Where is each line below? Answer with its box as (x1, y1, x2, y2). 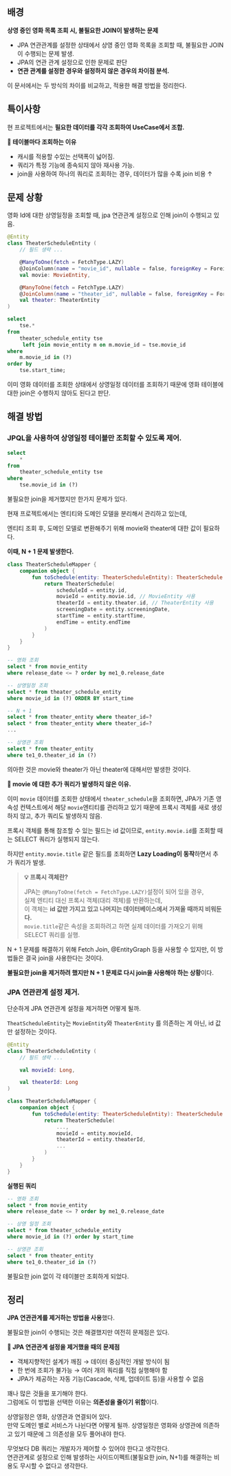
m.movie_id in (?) (19, 354, 72, 361)
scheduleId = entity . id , (56, 586, 128, 594)
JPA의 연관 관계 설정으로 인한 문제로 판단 (16, 58, 128, 66)
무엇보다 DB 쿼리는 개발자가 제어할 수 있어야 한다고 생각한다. (7, 1444, 170, 1453)
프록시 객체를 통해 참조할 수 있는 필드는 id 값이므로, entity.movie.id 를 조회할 (7, 826, 216, 834)
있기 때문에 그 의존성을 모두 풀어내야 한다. (14, 1430, 126, 1438)
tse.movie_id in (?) (19, 482, 78, 489)
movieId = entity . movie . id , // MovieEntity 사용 (56, 593, 196, 600)
